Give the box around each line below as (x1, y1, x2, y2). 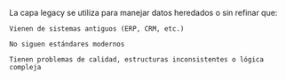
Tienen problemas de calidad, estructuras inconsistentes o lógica (9, 55, 265, 64)
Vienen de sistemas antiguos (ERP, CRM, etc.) (9, 25, 185, 33)
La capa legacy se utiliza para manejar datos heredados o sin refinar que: (9, 8, 278, 18)
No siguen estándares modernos (9, 40, 125, 48)
